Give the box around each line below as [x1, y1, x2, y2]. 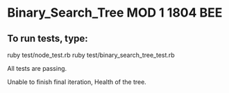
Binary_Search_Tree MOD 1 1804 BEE [7, 5, 223, 21]
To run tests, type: [7, 33, 88, 44]
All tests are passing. [7, 65, 67, 72]
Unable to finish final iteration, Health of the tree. [7, 78, 147, 86]
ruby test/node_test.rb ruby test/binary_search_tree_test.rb [7, 51, 175, 59]
